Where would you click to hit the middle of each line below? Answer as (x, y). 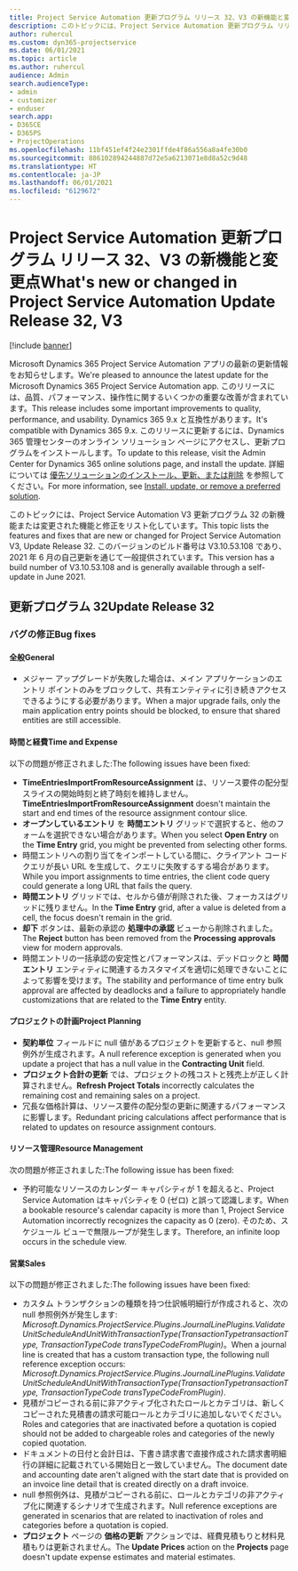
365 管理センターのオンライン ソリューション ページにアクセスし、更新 (140, 441)
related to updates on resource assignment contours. (119, 1127)
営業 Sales (27, 1263)
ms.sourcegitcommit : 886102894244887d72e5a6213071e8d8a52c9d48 (129, 158)
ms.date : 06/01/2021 (47, 51)
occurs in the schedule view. (74, 1242)
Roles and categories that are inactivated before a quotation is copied (149, 1424)
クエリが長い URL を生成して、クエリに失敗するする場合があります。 (148, 866)
